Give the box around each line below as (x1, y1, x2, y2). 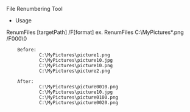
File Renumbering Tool (6, 5, 63, 12)
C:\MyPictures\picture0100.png (38, 94, 119, 100)
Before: (17, 47, 37, 53)
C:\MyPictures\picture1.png (38, 52, 111, 58)
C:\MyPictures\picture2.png (38, 68, 111, 74)
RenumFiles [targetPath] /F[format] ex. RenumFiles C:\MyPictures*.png (6, 28, 184, 36)
